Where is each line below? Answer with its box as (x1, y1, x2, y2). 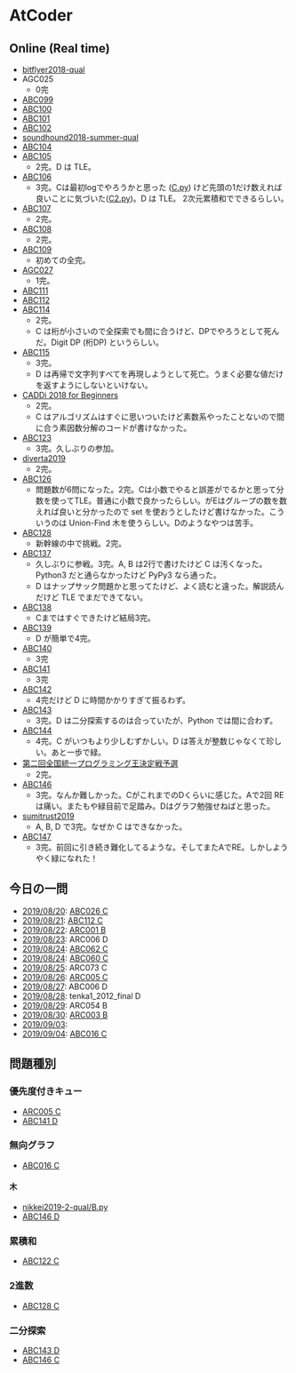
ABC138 (21, 602, 52, 612)
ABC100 (21, 104, 52, 114)
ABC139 (21, 623, 52, 633)
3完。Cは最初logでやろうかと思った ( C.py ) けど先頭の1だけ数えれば (35, 182, 283, 192)
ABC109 (21, 244, 52, 254)
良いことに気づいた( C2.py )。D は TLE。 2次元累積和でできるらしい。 (35, 193, 289, 204)
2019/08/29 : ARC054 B (21, 1000, 108, 1010)
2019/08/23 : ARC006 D (21, 934, 108, 945)
